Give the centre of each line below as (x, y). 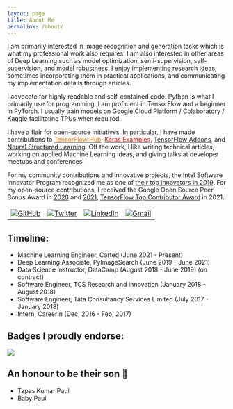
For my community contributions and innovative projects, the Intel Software (115, 175)
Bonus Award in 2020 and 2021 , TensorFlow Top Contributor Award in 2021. (116, 197)
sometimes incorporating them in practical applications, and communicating (116, 76)
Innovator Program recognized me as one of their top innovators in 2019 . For (116, 183)
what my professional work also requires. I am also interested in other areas (116, 53)
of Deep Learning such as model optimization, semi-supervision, (100, 61)
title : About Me (31, 20)
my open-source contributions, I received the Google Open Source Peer (110, 190)
